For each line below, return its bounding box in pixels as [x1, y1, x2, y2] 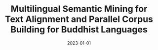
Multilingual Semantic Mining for [10, 3, 148, 15]
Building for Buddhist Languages [10, 24, 148, 35]
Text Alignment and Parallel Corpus [5, 14, 153, 25]
